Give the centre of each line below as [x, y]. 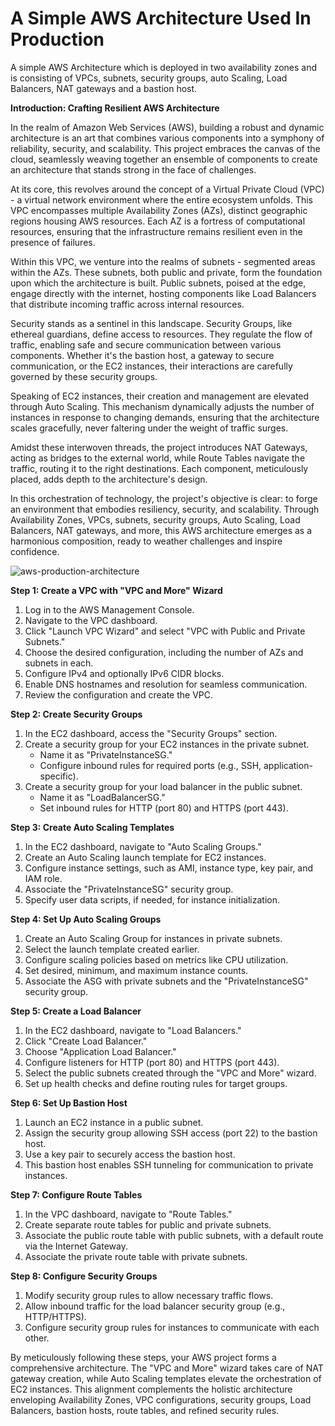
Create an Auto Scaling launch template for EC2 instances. [145, 857]
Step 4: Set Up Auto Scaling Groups [86, 919]
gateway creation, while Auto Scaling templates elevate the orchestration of [166, 1378]
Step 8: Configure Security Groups [84, 1276]
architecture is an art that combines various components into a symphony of [167, 138]
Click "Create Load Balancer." [86, 1041]
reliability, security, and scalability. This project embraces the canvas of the [165, 148]
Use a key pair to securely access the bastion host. [130, 1154]
